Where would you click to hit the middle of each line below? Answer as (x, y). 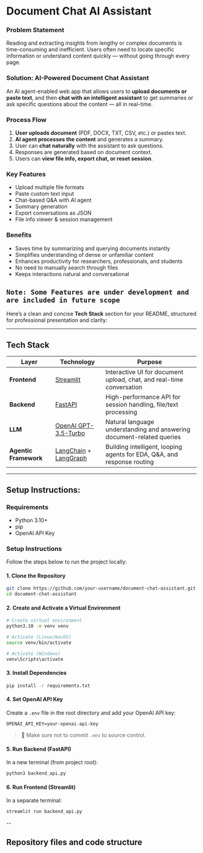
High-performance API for (143, 397)
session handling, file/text (142, 405)
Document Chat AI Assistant (79, 11)
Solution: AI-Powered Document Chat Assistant (78, 78)
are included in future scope (63, 300)
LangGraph (71, 459)
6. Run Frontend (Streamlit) (41, 787)
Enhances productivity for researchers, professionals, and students (99, 261)
